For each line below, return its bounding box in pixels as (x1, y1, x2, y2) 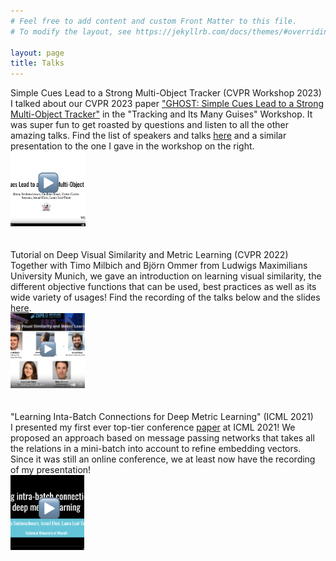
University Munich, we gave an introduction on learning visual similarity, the (10, 270, 322, 282)
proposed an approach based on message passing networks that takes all (10, 432, 315, 444)
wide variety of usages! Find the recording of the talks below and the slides (10, 291, 321, 304)
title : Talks (10, 58, 65, 69)
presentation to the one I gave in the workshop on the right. (10, 140, 255, 152)
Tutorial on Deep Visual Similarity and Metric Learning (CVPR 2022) (10, 249, 289, 261)
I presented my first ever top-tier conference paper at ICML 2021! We (10, 421, 296, 434)
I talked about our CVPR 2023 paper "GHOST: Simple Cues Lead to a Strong (10, 98, 325, 110)
